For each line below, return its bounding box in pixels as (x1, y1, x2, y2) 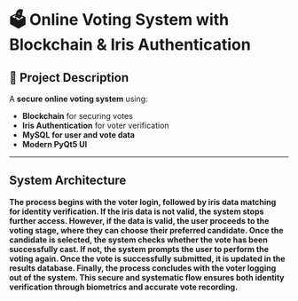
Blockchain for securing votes (21, 111, 133, 121)
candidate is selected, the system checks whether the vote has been (9, 234, 268, 245)
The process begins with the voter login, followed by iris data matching (9, 196, 277, 207)
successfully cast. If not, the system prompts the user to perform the (9, 243, 269, 254)
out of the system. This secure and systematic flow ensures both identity (9, 272, 285, 282)
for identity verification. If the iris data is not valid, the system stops (9, 206, 264, 217)
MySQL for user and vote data (21, 130, 136, 140)
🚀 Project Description (9, 70, 129, 85)
